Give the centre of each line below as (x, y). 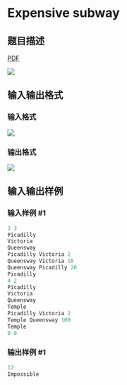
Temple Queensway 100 (39, 320)
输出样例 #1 (26, 353)
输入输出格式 (35, 96)
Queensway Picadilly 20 (42, 267)
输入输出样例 (35, 191)
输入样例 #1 (26, 213)
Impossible (23, 374)
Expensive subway (64, 13)
